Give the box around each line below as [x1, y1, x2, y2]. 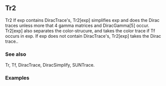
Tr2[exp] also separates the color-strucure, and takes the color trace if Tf [5, 27, 156, 34]
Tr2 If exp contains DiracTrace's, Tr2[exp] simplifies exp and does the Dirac [5, 17, 160, 23]
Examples [5, 75, 30, 82]
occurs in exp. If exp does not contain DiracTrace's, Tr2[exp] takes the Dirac [5, 33, 162, 39]
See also [5, 51, 26, 58]
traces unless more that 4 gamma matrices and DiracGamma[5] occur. [5, 22, 150, 28]
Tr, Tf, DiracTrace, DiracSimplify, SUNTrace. [5, 62, 95, 68]
